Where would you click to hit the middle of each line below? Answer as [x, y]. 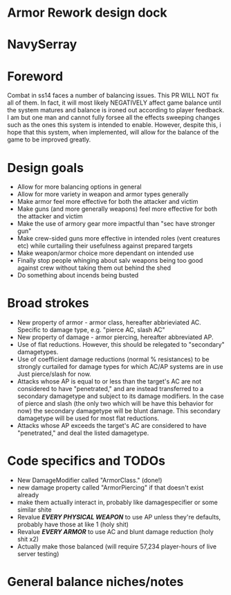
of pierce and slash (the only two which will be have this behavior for [115, 404]
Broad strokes [48, 303]
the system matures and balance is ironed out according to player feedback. [116, 110]
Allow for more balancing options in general [79, 187]
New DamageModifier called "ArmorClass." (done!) [90, 481]
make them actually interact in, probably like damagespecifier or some [117, 502]
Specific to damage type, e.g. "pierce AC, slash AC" [91, 330]
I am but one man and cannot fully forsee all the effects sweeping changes [113, 118]
